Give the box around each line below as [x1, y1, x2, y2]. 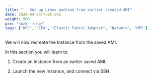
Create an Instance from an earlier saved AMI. [12, 59, 107, 65]
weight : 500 [5, 16, 30, 21]
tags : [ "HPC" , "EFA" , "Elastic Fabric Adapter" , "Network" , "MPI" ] [5, 26, 148, 31]
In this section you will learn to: [5, 49, 69, 55]
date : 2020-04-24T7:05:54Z [5, 12, 61, 17]
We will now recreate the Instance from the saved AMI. [5, 39, 117, 45]
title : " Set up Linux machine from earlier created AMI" [5, 7, 133, 12]
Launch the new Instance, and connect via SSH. [12, 68, 111, 75]
